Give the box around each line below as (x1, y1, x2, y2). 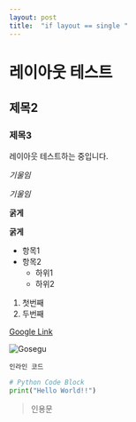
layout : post (9, 12, 57, 22)
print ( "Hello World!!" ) (9, 386, 97, 395)
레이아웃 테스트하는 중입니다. (9, 151, 109, 162)
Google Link (9, 326, 53, 338)
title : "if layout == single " (9, 21, 128, 30)
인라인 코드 (9, 362, 44, 371)
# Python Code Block (9, 378, 86, 387)
